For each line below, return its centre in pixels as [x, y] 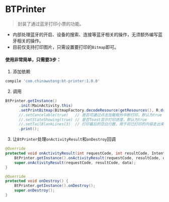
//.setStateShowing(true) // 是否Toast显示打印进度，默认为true [83, 120]
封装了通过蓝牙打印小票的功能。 [51, 24]
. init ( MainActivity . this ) [46, 106]
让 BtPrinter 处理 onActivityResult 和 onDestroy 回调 [64, 139]
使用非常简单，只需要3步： [33, 59]
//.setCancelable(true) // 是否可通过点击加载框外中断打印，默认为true [90, 115]
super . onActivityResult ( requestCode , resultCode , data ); [75, 163]
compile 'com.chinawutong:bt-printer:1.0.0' [53, 81]
